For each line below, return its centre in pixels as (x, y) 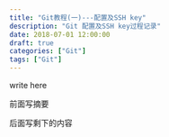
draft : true (31, 43)
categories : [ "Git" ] (48, 51)
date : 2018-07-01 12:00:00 (60, 34)
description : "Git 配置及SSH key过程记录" (85, 26)
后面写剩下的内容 (41, 123)
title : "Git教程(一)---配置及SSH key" (78, 18)
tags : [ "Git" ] (36, 59)
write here (28, 85)
